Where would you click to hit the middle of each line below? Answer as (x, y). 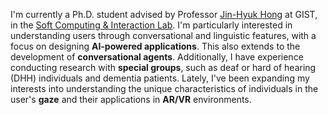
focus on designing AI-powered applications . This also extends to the (155, 46)
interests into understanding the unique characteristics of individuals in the (164, 88)
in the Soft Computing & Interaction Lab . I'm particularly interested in (151, 25)
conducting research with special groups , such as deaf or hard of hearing (163, 67)
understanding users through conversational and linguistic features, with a (163, 35)
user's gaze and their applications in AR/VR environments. (131, 99)
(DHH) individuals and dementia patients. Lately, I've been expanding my (160, 78)
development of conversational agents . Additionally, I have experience (157, 57)
